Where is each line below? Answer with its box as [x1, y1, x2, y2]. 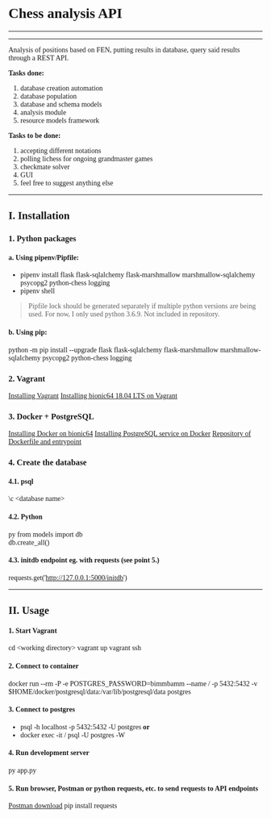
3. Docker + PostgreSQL [8, 411, 94, 422]
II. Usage [8, 604, 50, 617]
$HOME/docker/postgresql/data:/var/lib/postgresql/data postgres [8, 687, 191, 696]
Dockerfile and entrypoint [8, 437, 82, 446]
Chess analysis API [8, 5, 123, 22]
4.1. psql [8, 477, 34, 486]
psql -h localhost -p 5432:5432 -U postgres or [19, 723, 151, 731]
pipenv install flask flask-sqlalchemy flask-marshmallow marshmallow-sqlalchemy [19, 271, 256, 279]
